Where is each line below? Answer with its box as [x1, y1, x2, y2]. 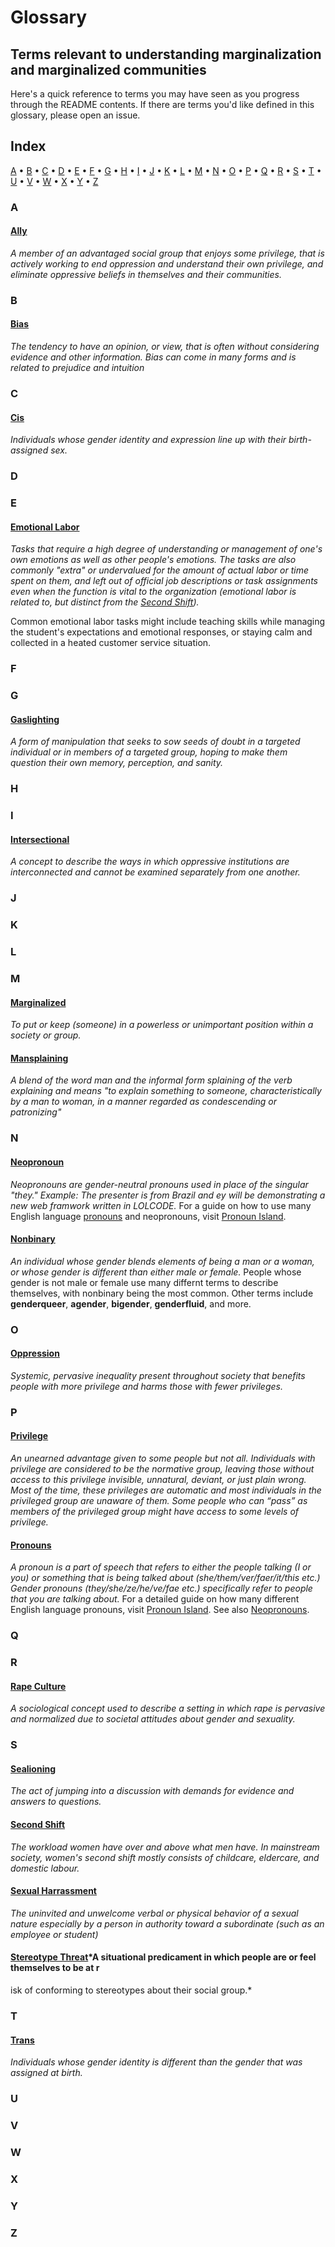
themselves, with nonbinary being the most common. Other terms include [10, 1287, 314, 1299]
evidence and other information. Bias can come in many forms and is [10, 351, 297, 363]
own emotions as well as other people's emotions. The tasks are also [10, 554, 297, 566]
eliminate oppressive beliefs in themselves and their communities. [10, 268, 282, 280]
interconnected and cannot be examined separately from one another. [10, 866, 301, 878]
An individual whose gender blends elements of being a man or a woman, [10, 1255, 315, 1267]
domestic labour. [10, 1862, 80, 1874]
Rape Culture [10, 1680, 67, 1692]
